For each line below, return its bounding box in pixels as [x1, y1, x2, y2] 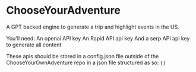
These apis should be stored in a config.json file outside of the [6, 52, 159, 60]
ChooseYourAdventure [6, 4, 121, 17]
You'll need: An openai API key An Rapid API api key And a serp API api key [6, 35, 190, 42]
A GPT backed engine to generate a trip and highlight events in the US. [6, 23, 179, 30]
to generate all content [6, 41, 62, 48]
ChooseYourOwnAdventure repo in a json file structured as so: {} [6, 59, 166, 66]
